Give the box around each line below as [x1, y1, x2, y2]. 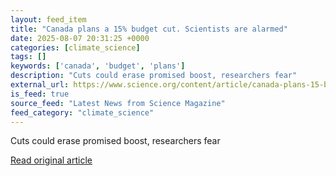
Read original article [10, 154, 93, 166]
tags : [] [10, 52, 47, 62]
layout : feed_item [10, 14, 87, 25]
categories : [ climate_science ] [10, 42, 141, 53]
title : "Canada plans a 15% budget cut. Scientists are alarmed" [10, 24, 288, 34]
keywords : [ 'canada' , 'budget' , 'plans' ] [10, 61, 186, 71]
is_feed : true [10, 89, 70, 99]
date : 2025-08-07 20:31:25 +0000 [10, 33, 150, 43]
